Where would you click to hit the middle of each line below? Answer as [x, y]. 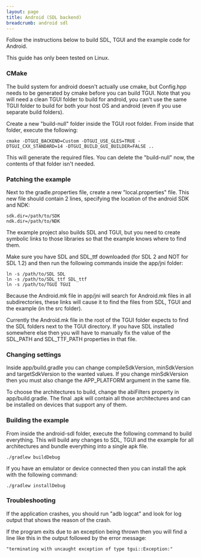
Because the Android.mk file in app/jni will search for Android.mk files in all [99, 295]
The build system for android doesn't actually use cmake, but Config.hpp [97, 86]
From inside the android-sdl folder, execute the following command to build [99, 433]
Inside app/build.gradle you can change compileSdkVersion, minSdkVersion [100, 368]
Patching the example [38, 179]
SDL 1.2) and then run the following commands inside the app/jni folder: [95, 263]
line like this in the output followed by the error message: [76, 538]
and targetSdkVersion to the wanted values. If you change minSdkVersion [97, 374]
